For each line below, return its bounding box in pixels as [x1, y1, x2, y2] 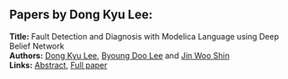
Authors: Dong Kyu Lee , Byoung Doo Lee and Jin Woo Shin [9, 49, 231, 61]
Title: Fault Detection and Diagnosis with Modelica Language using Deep [9, 31, 280, 41]
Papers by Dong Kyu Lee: [9, 7, 153, 22]
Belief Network [9, 40, 65, 51]
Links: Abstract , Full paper [9, 59, 108, 70]
